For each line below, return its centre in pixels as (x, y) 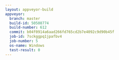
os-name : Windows (27, 45)
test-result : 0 (25, 50)
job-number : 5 (24, 41)
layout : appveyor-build (29, 9)
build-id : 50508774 (29, 23)
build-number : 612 (28, 28)
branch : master (25, 18)
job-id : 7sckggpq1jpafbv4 (36, 37)
